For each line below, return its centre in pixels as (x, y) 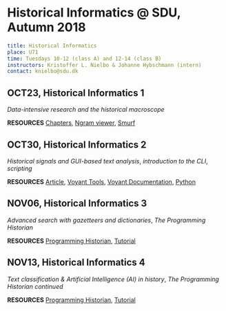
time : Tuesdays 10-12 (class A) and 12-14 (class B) (84, 59)
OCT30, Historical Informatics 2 (77, 144)
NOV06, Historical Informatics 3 (77, 204)
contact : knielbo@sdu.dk (43, 71)
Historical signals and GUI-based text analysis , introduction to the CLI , (107, 161)
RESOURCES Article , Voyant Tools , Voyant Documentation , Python (102, 181)
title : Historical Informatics (52, 46)
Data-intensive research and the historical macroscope (86, 110)
